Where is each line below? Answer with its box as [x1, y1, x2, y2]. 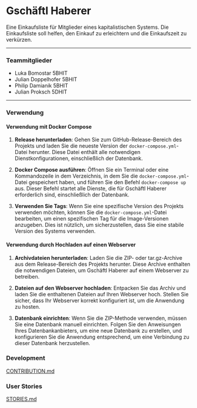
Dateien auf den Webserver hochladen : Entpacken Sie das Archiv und [14, 284, 186, 292]
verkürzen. [6, 36, 32, 43]
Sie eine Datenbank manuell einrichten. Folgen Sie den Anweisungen [14, 320, 181, 327]
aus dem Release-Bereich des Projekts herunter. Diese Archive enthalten [14, 260, 191, 267]
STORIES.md [6, 396, 37, 403]
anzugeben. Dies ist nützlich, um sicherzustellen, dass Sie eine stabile [14, 222, 184, 229]
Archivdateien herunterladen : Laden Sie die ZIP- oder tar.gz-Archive [14, 254, 183, 261]
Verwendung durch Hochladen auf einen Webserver [6, 241, 136, 248]
